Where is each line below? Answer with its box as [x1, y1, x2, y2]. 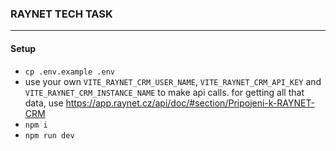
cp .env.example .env [24, 67, 115, 77]
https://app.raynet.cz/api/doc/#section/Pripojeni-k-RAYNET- [65, 97, 315, 109]
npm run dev [24, 130, 75, 141]
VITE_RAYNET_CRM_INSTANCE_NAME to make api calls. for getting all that [24, 86, 305, 98]
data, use [24, 97, 64, 109]
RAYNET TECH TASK [10, 7, 113, 21]
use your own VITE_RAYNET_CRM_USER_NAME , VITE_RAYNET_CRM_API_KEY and [24, 75, 322, 87]
